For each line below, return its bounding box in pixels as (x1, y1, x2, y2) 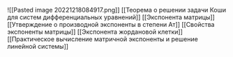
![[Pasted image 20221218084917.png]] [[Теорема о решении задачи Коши (7, 6, 227, 14)
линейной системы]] (7, 43, 68, 50)
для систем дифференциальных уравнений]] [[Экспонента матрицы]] (7, 13, 215, 21)
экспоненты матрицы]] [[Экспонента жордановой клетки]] (7, 27, 183, 36)
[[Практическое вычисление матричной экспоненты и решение (7, 35, 199, 43)
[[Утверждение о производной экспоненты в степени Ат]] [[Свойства (7, 21, 215, 28)
